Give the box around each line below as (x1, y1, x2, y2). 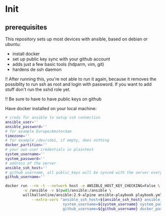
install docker (12, 51, 40, 57)
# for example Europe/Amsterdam (5, 129, 72, 134)
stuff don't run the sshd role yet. (5, 87, 71, 92)
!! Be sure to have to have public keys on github (5, 96, 102, 102)
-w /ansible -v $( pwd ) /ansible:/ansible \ (23, 188, 112, 193)
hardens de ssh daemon (12, 66, 62, 72)
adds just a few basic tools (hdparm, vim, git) (12, 62, 105, 67)
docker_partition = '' (5, 143, 48, 148)
